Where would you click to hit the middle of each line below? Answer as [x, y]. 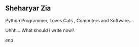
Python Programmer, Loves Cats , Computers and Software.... [70, 20]
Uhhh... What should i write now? [40, 30]
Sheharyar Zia [28, 8]
